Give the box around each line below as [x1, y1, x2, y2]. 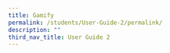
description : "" [8, 26, 61, 34]
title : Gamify [8, 11, 55, 19]
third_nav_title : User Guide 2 [8, 33, 110, 41]
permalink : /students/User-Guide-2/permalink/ [8, 19, 163, 26]
